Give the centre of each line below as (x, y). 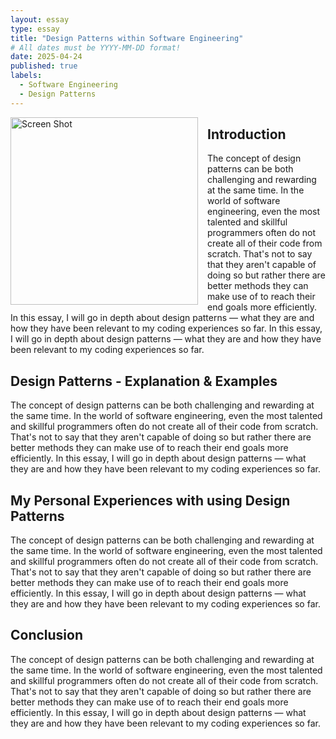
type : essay (35, 29)
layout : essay (40, 19)
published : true (44, 66)
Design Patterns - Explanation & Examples (144, 381)
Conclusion (47, 635)
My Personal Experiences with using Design (150, 500)
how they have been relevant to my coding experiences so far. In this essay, (166, 328)
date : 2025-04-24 (46, 57)
